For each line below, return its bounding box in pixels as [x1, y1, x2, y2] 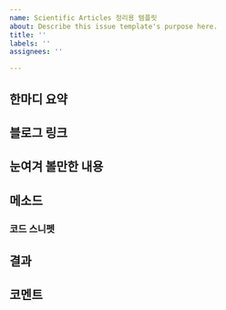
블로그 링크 [9, 125, 68, 140]
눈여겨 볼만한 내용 [9, 159, 104, 174]
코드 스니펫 [9, 222, 56, 235]
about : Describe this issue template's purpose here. [9, 22, 219, 31]
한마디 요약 [9, 91, 68, 107]
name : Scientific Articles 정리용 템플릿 [9, 13, 158, 23]
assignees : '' [9, 47, 64, 57]
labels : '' [9, 38, 51, 48]
